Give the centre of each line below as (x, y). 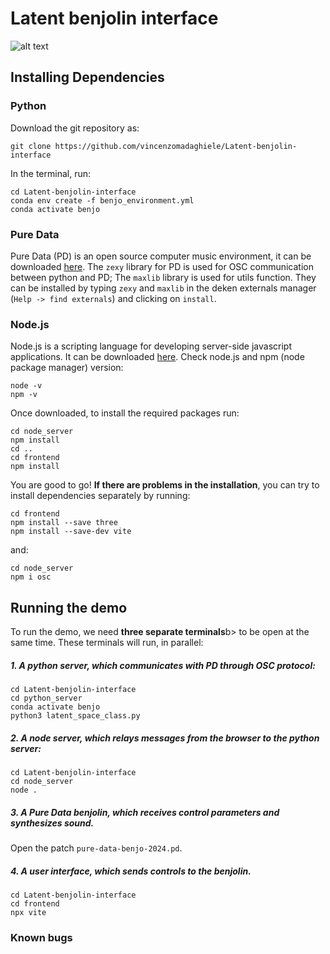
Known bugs (41, 937)
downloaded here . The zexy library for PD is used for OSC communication (162, 266)
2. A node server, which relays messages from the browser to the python (165, 738)
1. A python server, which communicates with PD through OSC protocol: (163, 665)
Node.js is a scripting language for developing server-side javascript (151, 346)
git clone (31, 146)
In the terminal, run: (51, 173)
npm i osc (31, 577)
